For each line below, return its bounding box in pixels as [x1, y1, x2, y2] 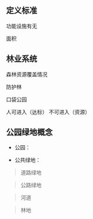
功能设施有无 [6, 22, 37, 30]
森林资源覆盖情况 [6, 70, 48, 78]
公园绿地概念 [6, 128, 53, 138]
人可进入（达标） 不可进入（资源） [6, 108, 90, 115]
